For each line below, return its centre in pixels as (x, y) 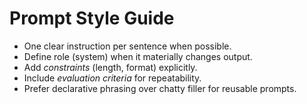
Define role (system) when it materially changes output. (138, 56)
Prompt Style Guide (92, 18)
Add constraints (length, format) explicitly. (110, 67)
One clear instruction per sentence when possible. (127, 46)
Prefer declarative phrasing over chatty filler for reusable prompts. (160, 88)
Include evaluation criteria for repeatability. (112, 78)
